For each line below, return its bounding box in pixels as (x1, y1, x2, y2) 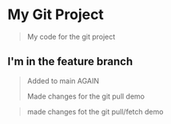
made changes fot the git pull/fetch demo (26, 107, 164, 116)
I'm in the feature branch (7, 55, 133, 68)
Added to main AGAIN (26, 76, 100, 85)
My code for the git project (26, 32, 116, 41)
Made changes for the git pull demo (26, 91, 145, 101)
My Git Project (7, 6, 105, 24)
